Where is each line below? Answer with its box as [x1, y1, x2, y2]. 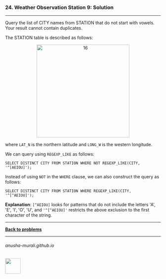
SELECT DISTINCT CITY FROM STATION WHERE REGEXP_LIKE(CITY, [5, 189, 132, 194]
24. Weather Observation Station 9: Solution [5, 4, 114, 11]
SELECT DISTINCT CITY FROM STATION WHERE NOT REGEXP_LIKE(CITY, [5, 161, 140, 166]
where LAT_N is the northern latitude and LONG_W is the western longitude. [5, 142, 153, 148]
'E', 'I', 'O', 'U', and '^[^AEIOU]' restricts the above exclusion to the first [5, 207, 150, 213]
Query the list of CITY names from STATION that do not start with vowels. [5, 20, 155, 26]
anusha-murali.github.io [5, 242, 54, 248]
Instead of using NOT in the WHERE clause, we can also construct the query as [5, 174, 160, 180]
